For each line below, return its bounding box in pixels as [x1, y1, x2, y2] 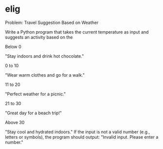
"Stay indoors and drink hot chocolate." [5, 53, 84, 59]
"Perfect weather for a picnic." [5, 91, 66, 97]
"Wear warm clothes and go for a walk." [5, 72, 85, 78]
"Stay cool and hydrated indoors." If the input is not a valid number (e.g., [5, 128, 150, 135]
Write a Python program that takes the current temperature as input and [5, 29, 149, 35]
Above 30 [5, 119, 25, 125]
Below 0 [5, 43, 22, 49]
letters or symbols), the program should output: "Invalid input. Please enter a [5, 134, 159, 140]
